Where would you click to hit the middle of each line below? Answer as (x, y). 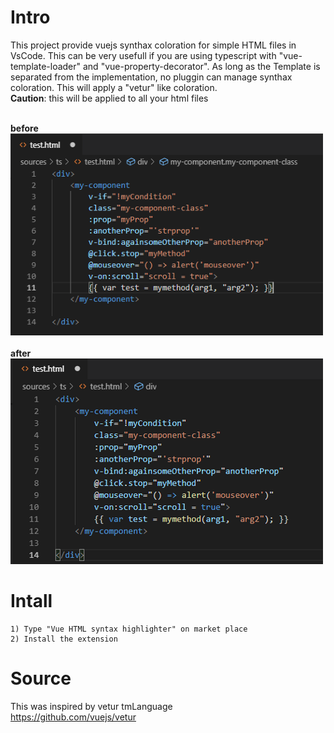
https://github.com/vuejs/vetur (73, 717)
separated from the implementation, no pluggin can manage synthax (151, 77)
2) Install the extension (64, 639)
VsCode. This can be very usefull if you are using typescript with (143, 55)
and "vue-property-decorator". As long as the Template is (201, 66)
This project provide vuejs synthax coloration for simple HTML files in (153, 45)
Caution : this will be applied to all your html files (109, 98)
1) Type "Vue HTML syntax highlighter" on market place (129, 629)
